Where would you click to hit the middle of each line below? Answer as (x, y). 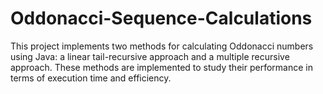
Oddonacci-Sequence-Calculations (161, 18)
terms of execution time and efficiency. (91, 78)
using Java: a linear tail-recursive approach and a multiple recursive (150, 56)
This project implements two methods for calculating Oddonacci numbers (162, 46)
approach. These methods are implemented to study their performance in (161, 67)
